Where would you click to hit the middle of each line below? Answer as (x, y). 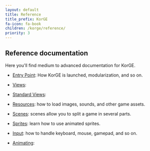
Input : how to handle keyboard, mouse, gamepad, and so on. (75, 133)
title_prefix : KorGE (27, 19)
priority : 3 (17, 33)
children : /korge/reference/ (35, 28)
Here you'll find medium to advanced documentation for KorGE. (70, 65)
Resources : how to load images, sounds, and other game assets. (79, 104)
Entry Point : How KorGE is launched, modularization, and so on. (77, 75)
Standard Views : (29, 94)
